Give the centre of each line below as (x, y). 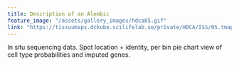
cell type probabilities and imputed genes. (69, 55)
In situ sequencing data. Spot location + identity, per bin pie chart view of (115, 48)
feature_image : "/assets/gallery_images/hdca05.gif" (87, 21)
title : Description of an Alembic (59, 14)
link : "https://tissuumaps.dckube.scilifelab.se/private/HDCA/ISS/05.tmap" (122, 27)
